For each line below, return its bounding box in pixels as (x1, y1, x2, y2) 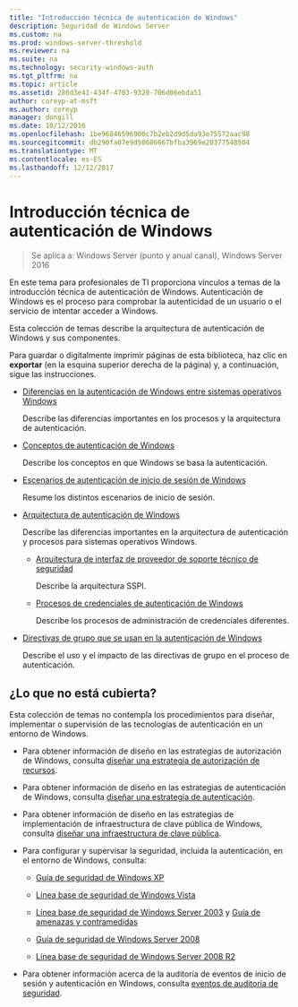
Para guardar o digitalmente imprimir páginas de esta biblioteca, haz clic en (9, 350, 288, 361)
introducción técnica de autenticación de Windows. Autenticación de (9, 287, 264, 297)
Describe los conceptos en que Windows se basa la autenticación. (21, 458, 268, 469)
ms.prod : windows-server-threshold (9, 38, 142, 47)
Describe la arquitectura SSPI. (35, 581, 147, 591)
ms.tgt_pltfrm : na (9, 72, 78, 81)
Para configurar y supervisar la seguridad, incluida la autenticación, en (21, 846, 284, 856)
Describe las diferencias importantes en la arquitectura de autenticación (21, 527, 289, 538)
